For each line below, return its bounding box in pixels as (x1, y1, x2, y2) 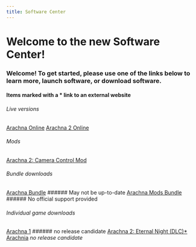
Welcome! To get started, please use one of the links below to (6, 69, 191, 77)
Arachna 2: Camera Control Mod (6, 156, 87, 163)
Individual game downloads (6, 209, 75, 216)
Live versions (6, 105, 39, 112)
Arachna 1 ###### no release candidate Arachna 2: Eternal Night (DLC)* (6, 228, 188, 235)
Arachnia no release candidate (6, 234, 83, 242)
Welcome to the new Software (6, 34, 160, 48)
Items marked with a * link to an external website (6, 92, 131, 99)
